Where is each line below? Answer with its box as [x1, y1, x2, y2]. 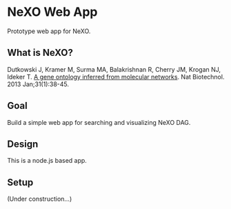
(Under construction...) [7, 195, 72, 203]
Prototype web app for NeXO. [7, 27, 91, 35]
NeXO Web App [7, 4, 98, 20]
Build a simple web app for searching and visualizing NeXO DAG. [7, 118, 191, 126]
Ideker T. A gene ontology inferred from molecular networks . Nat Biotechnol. [7, 72, 225, 81]
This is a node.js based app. [7, 157, 88, 165]
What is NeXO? [7, 47, 74, 59]
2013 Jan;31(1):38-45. [7, 80, 70, 88]
